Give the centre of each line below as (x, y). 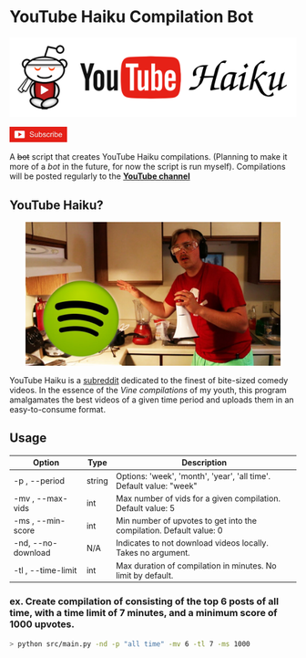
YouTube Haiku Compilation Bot (132, 17)
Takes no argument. (153, 553)
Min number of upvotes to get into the (187, 521)
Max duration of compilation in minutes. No (196, 565)
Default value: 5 (146, 507)
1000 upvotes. (42, 624)
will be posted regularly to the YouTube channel (100, 176)
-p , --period (39, 481)
